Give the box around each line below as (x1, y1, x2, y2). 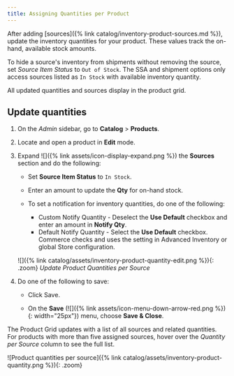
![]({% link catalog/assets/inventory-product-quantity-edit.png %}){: (17, 256, 214, 265)
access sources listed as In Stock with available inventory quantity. (7, 73, 201, 81)
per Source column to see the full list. (7, 340, 115, 349)
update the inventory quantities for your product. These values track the (7, 36, 215, 45)
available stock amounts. (24, 44, 96, 52)
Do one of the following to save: (17, 277, 110, 286)
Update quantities (7, 106, 87, 119)
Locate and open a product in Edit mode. (17, 138, 136, 146)
